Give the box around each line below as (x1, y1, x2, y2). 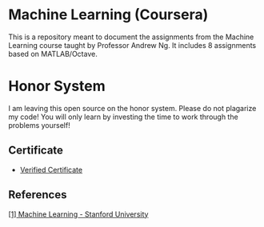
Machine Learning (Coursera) (8, 6, 209, 24)
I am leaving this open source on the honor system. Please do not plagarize (8, 103, 257, 113)
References (8, 188, 67, 201)
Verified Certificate (19, 165, 82, 174)
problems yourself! (8, 120, 70, 129)
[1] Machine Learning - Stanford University (8, 209, 149, 219)
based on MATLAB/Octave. (8, 49, 98, 58)
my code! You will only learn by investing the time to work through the (8, 112, 238, 121)
